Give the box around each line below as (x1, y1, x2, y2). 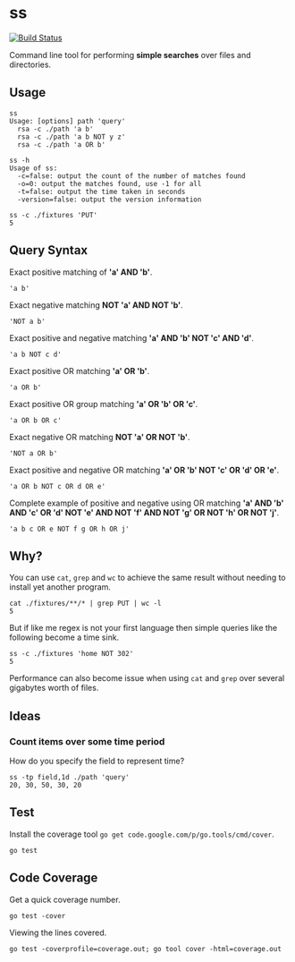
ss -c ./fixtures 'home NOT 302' (9, 650, 134, 659)
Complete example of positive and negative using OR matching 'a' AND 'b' (9, 498, 284, 508)
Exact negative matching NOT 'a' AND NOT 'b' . (9, 299, 183, 311)
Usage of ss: (9, 164, 58, 173)
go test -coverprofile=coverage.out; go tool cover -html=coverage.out (9, 944, 282, 953)
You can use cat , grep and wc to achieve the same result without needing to (9, 572, 286, 583)
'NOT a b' (9, 317, 46, 326)
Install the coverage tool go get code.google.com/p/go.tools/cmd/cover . (9, 829, 274, 839)
